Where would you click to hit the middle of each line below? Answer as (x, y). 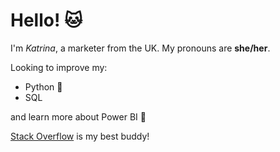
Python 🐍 (43, 86)
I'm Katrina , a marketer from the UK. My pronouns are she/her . (140, 48)
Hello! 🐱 (46, 20)
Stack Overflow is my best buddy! (80, 136)
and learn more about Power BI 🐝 (78, 116)
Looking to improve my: (59, 67)
